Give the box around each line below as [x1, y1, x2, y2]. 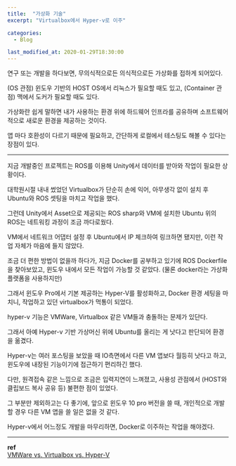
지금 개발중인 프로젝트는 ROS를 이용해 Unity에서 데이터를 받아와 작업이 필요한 [7, 162, 221, 170]
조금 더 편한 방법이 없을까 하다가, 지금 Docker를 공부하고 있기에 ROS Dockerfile [7, 257, 228, 265]
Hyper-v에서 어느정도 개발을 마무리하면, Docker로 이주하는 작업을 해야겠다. [7, 422, 215, 431]
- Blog [13, 36, 33, 43]
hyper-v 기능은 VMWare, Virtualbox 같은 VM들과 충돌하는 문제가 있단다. [7, 313, 208, 321]
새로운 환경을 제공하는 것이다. [25, 117, 107, 125]
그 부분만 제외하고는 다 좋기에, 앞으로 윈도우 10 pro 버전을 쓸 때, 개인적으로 [7, 399, 212, 408]
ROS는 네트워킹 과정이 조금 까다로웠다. [7, 218, 114, 226]
